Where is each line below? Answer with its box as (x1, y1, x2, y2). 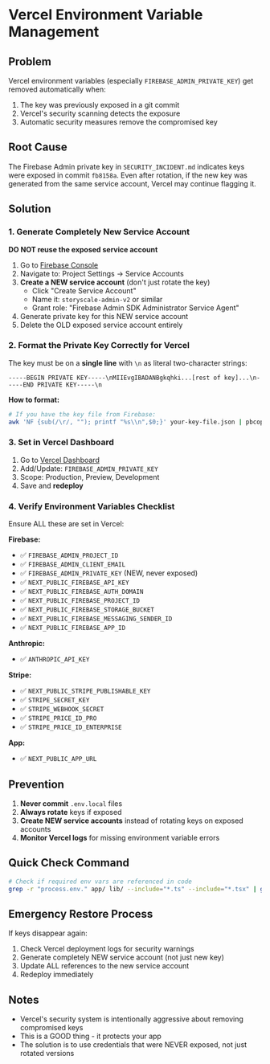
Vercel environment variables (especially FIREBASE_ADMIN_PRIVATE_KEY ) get (8, 76, 254, 85)
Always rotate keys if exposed (19, 807, 122, 816)
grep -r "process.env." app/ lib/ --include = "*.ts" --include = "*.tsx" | (8, 885, 257, 893)
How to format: (8, 395, 60, 404)
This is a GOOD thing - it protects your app (19, 1031, 162, 1041)
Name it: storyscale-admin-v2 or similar (31, 294, 163, 304)
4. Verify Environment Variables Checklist (8, 501, 175, 512)
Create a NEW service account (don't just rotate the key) (19, 277, 211, 287)
